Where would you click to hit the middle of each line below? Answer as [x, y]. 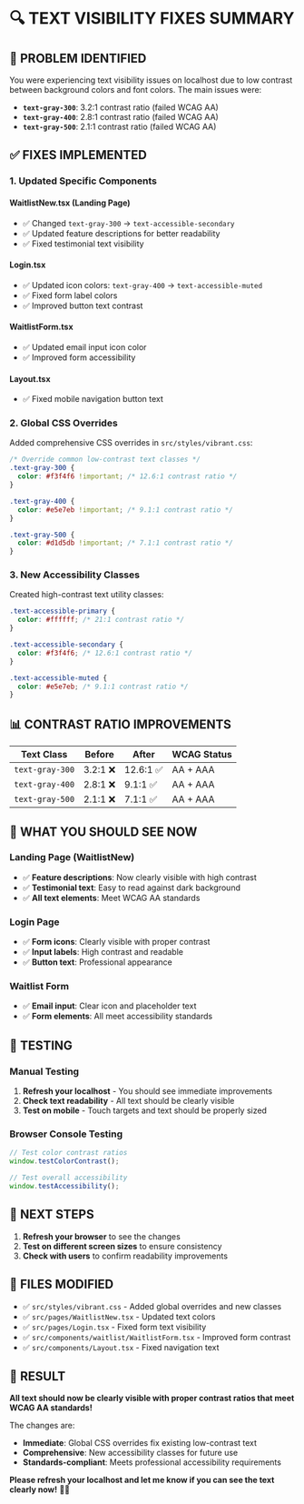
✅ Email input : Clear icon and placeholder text [109, 1006]
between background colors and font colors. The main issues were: [136, 90]
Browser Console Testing [66, 1134]
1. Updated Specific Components [83, 181]
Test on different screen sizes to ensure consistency [122, 1246]
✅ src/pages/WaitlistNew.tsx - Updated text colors [119, 1317]
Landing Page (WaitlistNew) [72, 857]
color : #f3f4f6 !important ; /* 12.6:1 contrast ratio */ [127, 476]
